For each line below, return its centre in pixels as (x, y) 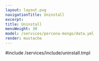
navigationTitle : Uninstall (35, 15)
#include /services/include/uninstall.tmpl (48, 53)
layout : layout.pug (26, 10)
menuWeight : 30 (21, 29)
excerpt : (14, 19)
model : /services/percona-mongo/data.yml (50, 34)
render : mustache (24, 39)
